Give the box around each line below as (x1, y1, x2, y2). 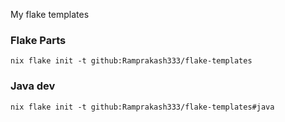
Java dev (10, 79, 56, 93)
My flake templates (10, 9, 90, 20)
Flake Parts (10, 33, 67, 47)
